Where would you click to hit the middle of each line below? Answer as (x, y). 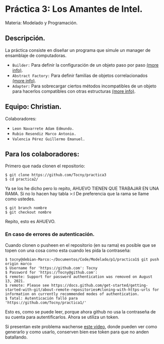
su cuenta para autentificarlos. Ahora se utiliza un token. (62, 317)
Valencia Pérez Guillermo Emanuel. (49, 139)
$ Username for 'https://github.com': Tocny (51, 268)
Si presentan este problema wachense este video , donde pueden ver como (81, 326)
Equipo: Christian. (33, 107)
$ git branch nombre (26, 208)
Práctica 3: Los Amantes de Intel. (74, 9)
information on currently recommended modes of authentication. (72, 294)
